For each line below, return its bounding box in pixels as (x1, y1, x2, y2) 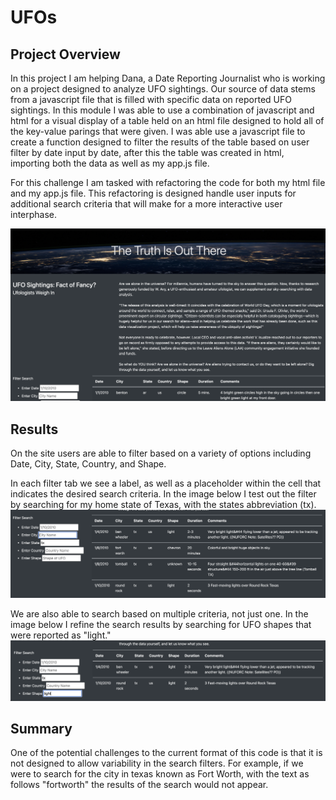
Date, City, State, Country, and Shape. (10, 457, 167, 470)
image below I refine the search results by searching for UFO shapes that (10, 619, 312, 631)
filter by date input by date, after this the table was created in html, (10, 147, 285, 158)
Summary (10, 721, 73, 738)
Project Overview (10, 46, 121, 63)
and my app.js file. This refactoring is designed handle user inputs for (10, 187, 297, 199)
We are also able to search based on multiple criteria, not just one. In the (10, 608, 309, 620)
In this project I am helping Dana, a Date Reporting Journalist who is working (10, 72, 326, 84)
